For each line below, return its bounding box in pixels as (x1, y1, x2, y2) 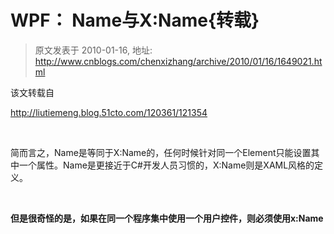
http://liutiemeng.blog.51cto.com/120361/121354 (10, 106, 208, 118)
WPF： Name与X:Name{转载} (10, 9, 260, 32)
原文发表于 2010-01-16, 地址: (34, 44, 153, 56)
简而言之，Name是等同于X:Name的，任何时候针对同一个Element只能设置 (10, 146, 312, 158)
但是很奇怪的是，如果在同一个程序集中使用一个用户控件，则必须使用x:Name (10, 212, 324, 224)
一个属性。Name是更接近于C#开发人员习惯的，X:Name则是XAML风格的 (18, 159, 315, 171)
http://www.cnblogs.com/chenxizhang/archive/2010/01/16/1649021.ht (34, 55, 323, 67)
